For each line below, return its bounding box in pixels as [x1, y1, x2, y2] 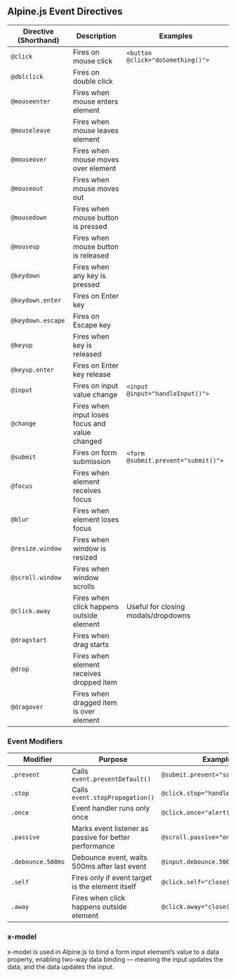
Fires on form [72, 447, 117, 457]
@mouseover [11, 155, 47, 163]
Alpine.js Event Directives [7, 6, 123, 18]
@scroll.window [11, 573, 62, 582]
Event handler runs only [71, 803, 150, 813]
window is [72, 544, 107, 553]
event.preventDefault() [71, 775, 151, 784]
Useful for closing [126, 601, 185, 611]
